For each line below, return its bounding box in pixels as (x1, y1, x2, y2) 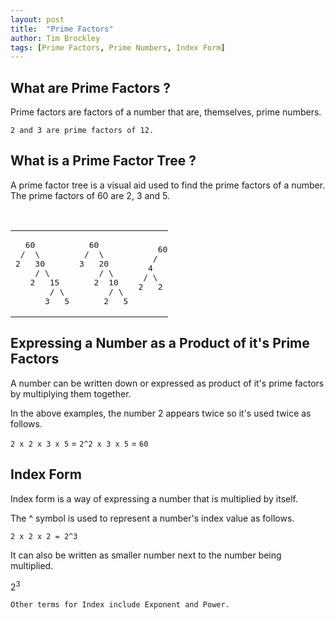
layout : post (10, 14, 65, 25)
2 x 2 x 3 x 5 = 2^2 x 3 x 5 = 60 (10, 437, 149, 449)
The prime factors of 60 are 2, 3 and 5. (10, 189, 171, 201)
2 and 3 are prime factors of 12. (10, 126, 155, 136)
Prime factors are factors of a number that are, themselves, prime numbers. (10, 106, 322, 118)
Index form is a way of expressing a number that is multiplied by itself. (10, 492, 299, 505)
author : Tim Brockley (10, 33, 101, 43)
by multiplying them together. (10, 387, 132, 400)
